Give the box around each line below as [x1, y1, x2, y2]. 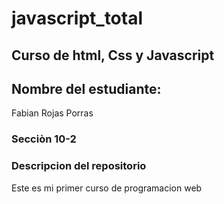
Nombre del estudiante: [11, 80, 162, 97]
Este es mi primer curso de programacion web [11, 182, 203, 194]
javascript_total [11, 7, 144, 30]
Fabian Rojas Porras [11, 107, 94, 119]
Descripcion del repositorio [11, 159, 147, 173]
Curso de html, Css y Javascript [11, 47, 215, 64]
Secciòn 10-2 [11, 132, 77, 146]
